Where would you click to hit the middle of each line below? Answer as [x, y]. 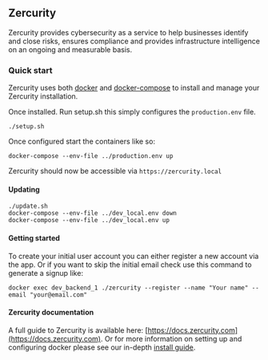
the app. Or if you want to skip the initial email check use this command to [130, 265]
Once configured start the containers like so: [82, 142]
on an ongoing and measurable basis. [70, 49]
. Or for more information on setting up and [171, 338]
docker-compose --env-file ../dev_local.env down [93, 213]
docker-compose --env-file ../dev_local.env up [89, 220]
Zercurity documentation [51, 313]
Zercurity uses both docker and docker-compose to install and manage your [134, 88]
